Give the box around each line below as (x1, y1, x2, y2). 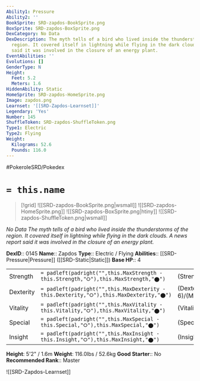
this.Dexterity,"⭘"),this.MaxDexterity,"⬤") (40, 291, 172, 298)
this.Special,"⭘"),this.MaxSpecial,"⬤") (40, 322, 160, 329)
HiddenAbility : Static (6, 86, 62, 92)
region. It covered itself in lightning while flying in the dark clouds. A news (6, 232, 187, 239)
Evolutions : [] (6, 58, 44, 64)
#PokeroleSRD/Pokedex (6, 163, 65, 170)
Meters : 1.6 (11, 81, 42, 87)
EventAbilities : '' (6, 53, 55, 59)
